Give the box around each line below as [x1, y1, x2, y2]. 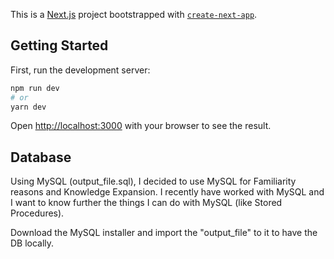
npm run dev [10, 83, 60, 93]
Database [10, 149, 72, 166]
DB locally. [10, 237, 55, 249]
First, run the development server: [10, 64, 151, 76]
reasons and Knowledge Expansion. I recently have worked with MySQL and [10, 186, 325, 198]
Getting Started [10, 37, 109, 54]
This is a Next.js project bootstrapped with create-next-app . [10, 9, 258, 20]
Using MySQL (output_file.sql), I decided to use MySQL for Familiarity [10, 175, 297, 188]
